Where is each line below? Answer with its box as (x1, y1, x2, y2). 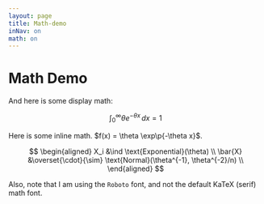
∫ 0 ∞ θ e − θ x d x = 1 (108, 112, 163, 125)
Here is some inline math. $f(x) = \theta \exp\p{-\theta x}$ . (8, 130, 203, 140)
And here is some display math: (8, 96, 113, 106)
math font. (8, 188, 43, 198)
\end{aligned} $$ (107, 164, 165, 173)
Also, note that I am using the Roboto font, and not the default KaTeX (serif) (8, 179, 257, 189)
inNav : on (8, 27, 42, 35)
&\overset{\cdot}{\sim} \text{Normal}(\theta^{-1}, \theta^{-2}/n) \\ (27, 155, 244, 164)
